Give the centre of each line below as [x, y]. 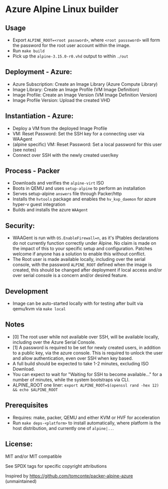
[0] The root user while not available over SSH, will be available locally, [86, 337]
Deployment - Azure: [39, 72]
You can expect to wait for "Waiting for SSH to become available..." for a [87, 374]
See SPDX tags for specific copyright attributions [56, 466]
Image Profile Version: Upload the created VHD [61, 100]
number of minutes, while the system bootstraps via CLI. [71, 379]
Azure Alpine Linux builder [62, 9]
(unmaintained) [21, 481]
